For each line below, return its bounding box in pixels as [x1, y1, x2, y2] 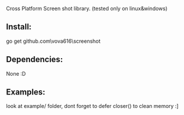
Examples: [6, 87, 46, 97]
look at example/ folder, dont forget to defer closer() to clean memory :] [6, 103, 179, 110]
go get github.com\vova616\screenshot [6, 38, 101, 45]
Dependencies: [6, 55, 63, 65]
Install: [6, 22, 32, 32]
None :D [6, 70, 26, 77]
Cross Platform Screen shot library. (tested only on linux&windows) [6, 5, 168, 12]
